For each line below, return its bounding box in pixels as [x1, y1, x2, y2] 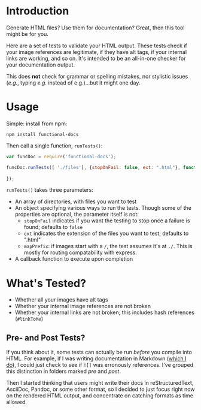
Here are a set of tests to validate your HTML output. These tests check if [6, 42, 187, 49]
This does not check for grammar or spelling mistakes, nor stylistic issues [6, 73, 188, 80]
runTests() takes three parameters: [6, 186, 94, 194]
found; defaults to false [23, 224, 83, 231]
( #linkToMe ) [14, 315, 44, 322]
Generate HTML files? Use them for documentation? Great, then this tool [6, 24, 185, 31]
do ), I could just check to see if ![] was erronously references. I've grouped [6, 361, 193, 369]
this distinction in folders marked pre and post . [6, 367, 121, 375]
